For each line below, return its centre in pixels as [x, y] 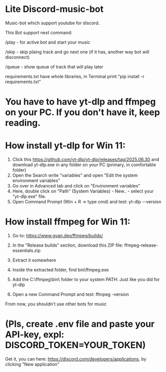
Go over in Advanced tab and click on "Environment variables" [76, 186]
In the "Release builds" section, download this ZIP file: [68, 245]
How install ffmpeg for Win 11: [68, 222]
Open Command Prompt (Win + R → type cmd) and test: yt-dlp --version [87, 202]
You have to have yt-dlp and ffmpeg [81, 102]
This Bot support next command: [39, 32]
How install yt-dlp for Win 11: [65, 146]
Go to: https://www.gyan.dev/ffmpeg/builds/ [58, 235]
